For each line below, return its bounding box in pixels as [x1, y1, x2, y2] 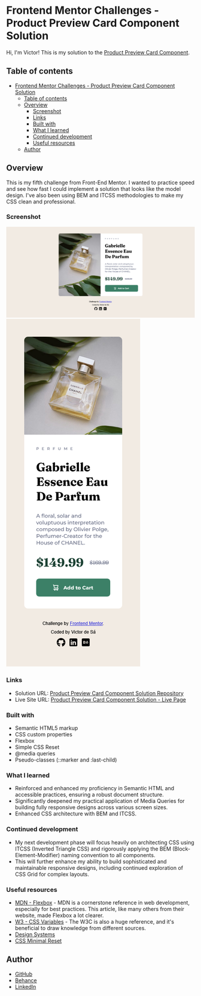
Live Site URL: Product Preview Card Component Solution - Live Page [14, 696, 187, 703]
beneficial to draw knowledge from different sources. [14, 924, 147, 931]
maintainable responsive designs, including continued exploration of [14, 864, 184, 871]
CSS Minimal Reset [14, 937, 62, 944]
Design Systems [14, 931, 56, 938]
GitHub [14, 970, 33, 977]
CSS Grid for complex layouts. [14, 870, 90, 878]
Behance [14, 976, 37, 984]
